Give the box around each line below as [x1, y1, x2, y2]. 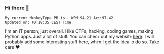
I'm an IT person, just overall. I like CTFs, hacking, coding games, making [5, 28, 154, 34]
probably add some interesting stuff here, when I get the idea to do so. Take [5, 39, 159, 45]
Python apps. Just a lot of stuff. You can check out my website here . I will [5, 34, 154, 40]
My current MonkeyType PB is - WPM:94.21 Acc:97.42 [5, 16, 113, 21]
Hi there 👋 [5, 4, 30, 11]
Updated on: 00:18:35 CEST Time [5, 20, 71, 25]
